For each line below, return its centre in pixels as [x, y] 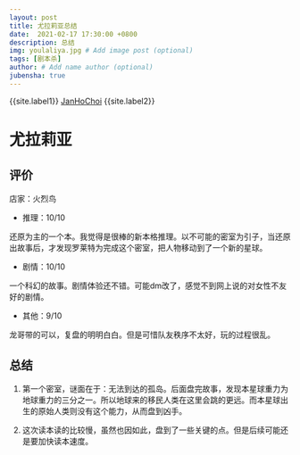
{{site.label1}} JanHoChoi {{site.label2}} [82, 101]
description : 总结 [42, 42]
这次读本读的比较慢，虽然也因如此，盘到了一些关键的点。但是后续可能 [151, 430]
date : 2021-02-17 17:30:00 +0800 [74, 34]
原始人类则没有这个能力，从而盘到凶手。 [112, 410]
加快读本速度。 [66, 441]
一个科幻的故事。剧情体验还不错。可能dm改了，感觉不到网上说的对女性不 [144, 285]
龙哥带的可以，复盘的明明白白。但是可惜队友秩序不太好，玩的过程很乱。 [142, 335]
